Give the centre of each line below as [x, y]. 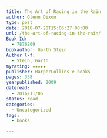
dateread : [18, 88]
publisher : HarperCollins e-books [49, 72]
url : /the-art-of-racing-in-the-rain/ [53, 33]
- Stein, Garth [30, 60]
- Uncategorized [31, 110]
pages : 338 [19, 77]
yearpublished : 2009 [31, 83]
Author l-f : [21, 55]
